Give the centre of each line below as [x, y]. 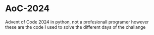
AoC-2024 [27, 9]
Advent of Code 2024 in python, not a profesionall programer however [77, 22]
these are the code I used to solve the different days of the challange [76, 27]
